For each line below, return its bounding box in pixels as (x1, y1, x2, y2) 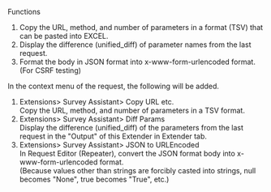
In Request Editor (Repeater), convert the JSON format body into (19, 149, 236, 158)
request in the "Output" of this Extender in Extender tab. (19, 131, 208, 141)
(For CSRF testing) (19, 66, 82, 75)
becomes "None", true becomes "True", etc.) (19, 174, 170, 184)
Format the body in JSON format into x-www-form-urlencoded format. (19, 57, 256, 66)
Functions (7, 7, 41, 16)
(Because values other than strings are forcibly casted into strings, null (19, 166, 256, 175)
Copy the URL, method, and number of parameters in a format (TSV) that (19, 23, 264, 32)
